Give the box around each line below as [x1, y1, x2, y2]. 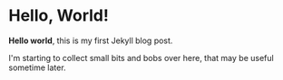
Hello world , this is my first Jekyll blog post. [8, 35, 173, 46]
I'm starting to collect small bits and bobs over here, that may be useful [8, 52, 274, 63]
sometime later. [8, 62, 66, 73]
